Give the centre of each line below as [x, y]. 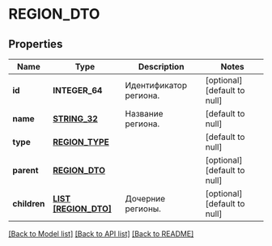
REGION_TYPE [81, 142]
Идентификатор [156, 85]
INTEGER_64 [77, 90]
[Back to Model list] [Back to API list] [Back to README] [101, 234]
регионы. [143, 209]
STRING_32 [75, 119]
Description [161, 67]
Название [144, 114]
